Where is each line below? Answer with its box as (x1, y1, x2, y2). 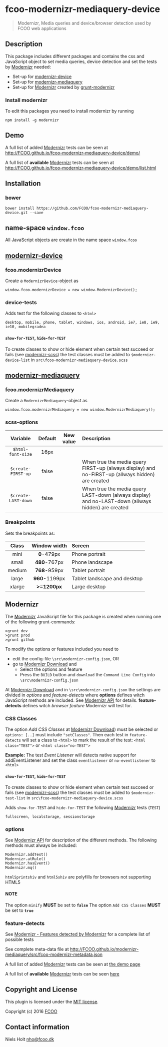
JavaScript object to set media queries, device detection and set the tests (5, 59, 157, 65)
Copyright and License (5, 985, 77, 994)
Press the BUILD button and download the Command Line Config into (19, 671, 155, 677)
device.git (5, 210, 28, 215)
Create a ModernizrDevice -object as (5, 278, 78, 284)
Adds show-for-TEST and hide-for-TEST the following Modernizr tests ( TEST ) (5, 804, 161, 811)
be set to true (5, 907, 34, 913)
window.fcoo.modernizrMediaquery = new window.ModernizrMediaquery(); (5, 407, 155, 412)
